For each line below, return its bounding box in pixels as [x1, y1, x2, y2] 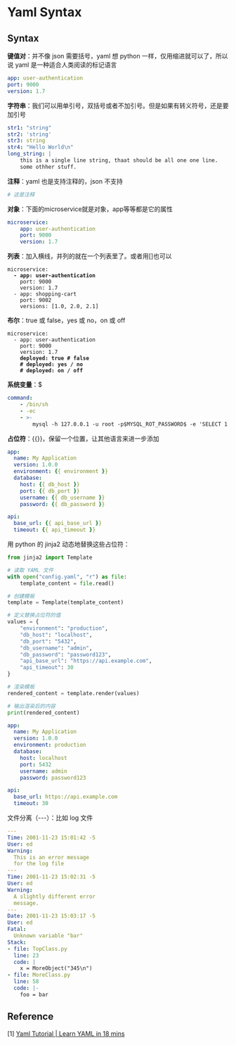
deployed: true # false [20, 355, 90, 362]
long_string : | [7, 151, 52, 158]
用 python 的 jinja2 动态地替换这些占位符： [7, 540, 130, 548]
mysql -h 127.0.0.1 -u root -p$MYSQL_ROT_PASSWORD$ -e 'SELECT [32, 420, 221, 428]
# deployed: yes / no [20, 361, 83, 368]
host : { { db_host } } [20, 481, 80, 488]
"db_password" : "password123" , [20, 651, 112, 658]
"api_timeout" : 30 [20, 664, 74, 671]
